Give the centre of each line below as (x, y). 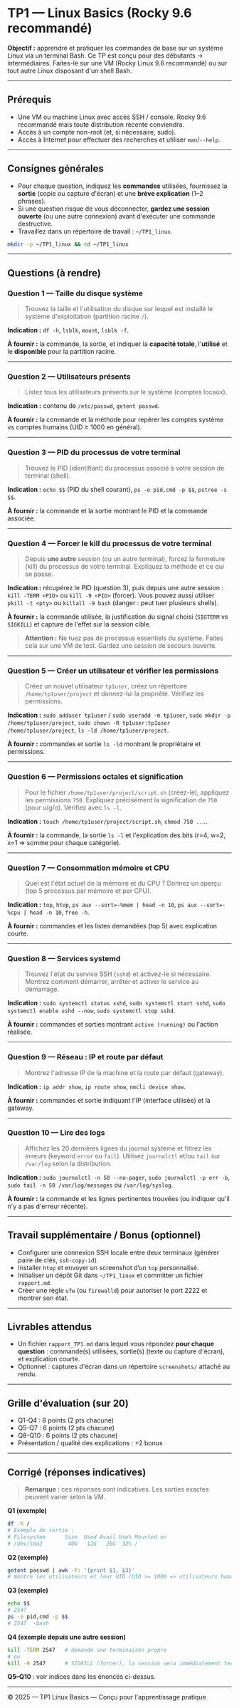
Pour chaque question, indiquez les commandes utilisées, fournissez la (122, 186)
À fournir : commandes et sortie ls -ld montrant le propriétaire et (104, 744)
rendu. (27, 1374)
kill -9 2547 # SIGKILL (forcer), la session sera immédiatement (114, 1663)
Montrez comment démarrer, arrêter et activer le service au (112, 982)
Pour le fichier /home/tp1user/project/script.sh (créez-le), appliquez (127, 792)
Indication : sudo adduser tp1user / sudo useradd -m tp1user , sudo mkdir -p (119, 715)
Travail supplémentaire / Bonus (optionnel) (104, 1236)
